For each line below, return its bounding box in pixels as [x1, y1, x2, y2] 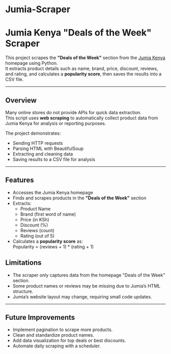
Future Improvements [5, 313, 75, 322]
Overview [5, 96, 37, 105]
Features [5, 176, 34, 185]
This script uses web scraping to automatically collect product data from [5, 115, 158, 121]
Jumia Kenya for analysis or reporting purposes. [5, 120, 106, 126]
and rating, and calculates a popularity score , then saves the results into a [5, 71, 162, 77]
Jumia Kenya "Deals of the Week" [5, 27, 152, 39]
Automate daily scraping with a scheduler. [12, 343, 101, 349]
